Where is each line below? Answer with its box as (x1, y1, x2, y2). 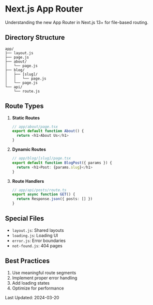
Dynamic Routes (12, 146, 46, 152)
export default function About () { (12, 128, 84, 134)
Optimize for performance (12, 285, 64, 291)
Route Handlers (12, 178, 45, 184)
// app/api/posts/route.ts (12, 188, 67, 193)
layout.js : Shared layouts (12, 227, 64, 233)
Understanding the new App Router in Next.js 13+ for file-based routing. (5, 19, 149, 25)
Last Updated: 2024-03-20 (5, 294, 60, 300)
